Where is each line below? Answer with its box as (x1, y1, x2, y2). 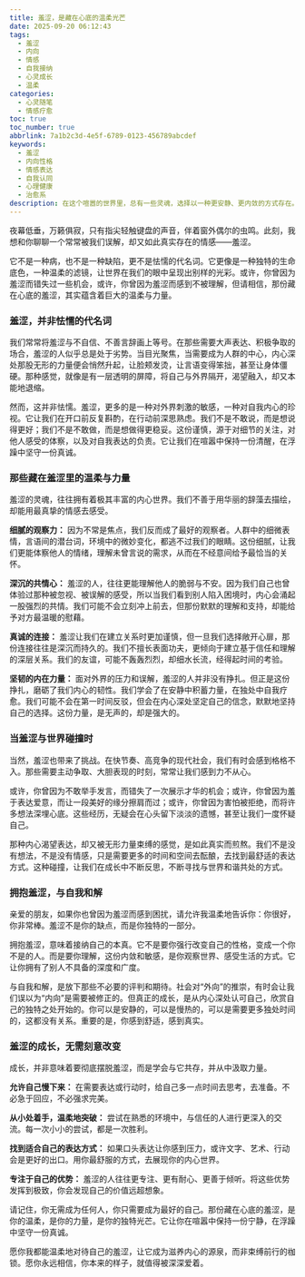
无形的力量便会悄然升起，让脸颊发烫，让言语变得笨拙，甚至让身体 (33, 359, 280, 370)
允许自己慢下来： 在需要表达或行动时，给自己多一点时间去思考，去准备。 (9, 1082, 282, 1093)
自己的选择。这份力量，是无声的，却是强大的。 (9, 707, 184, 718)
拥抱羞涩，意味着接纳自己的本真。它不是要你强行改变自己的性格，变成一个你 (9, 939, 296, 950)
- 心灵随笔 (17, 97, 54, 107)
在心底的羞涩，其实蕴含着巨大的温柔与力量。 (9, 290, 177, 300)
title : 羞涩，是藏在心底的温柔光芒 (9, 13, 126, 23)
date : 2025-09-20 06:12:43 (9, 22, 112, 31)
